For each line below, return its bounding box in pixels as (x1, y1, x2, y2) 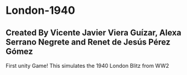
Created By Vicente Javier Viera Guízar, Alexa (5, 28, 182, 38)
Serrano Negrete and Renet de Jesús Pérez (5, 37, 171, 47)
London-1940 (5, 4, 75, 17)
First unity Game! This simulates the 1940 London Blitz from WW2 (5, 62, 170, 69)
